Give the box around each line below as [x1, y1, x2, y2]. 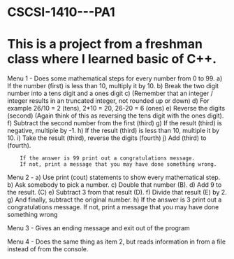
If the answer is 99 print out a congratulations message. [20, 155, 196, 162]
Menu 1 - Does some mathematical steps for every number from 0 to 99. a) [7, 74, 223, 83]
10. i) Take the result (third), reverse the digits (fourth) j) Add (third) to [7, 134, 207, 142]
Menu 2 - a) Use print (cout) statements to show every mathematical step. [7, 173, 221, 182]
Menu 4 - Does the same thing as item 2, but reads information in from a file [7, 237, 226, 246]
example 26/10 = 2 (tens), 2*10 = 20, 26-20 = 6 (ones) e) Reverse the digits [7, 104, 226, 113]
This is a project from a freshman [7, 36, 203, 52]
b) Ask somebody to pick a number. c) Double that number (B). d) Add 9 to [7, 181, 222, 189]
